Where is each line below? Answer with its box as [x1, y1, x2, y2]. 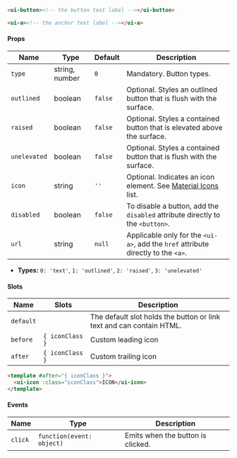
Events [7, 401, 28, 409]
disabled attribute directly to [126, 210, 221, 219]
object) [37, 439, 63, 447]
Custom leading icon [90, 335, 159, 345]
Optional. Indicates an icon [126, 171, 215, 181]
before [11, 336, 33, 344]
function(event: [37, 432, 93, 440]
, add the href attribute [133, 239, 209, 248]
